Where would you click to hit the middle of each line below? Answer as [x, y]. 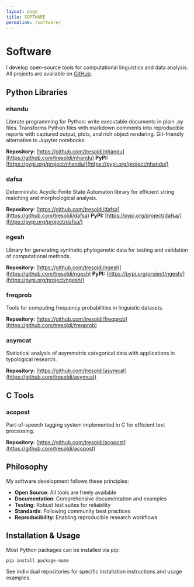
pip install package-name [37, 560]
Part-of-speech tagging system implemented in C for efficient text [86, 424]
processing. [20, 431]
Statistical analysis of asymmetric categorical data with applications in [91, 353]
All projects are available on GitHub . [49, 74]
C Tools [20, 395]
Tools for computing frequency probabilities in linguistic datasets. [85, 307]
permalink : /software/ [34, 22]
